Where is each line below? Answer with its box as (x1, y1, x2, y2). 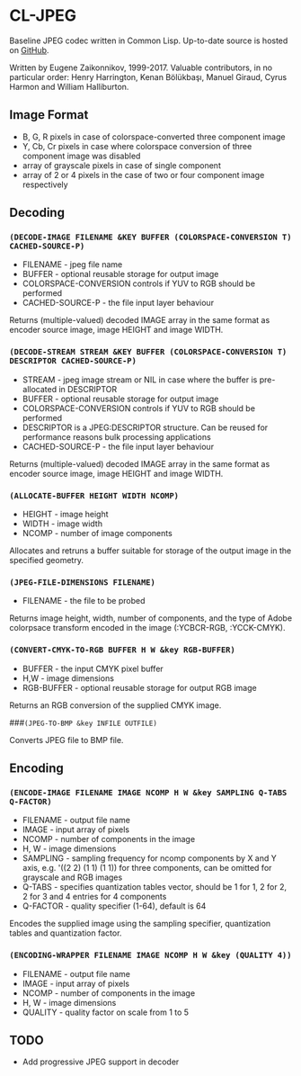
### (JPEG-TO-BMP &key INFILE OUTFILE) (9, 717, 157, 728)
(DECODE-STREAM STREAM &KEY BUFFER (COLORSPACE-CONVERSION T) (9, 347, 288, 357)
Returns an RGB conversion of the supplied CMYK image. (9, 699, 222, 711)
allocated (22, 383, 58, 394)
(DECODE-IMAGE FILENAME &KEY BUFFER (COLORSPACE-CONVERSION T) (9, 232, 292, 243)
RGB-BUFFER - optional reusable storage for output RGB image (22, 682, 258, 693)
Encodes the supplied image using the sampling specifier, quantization (9, 919, 271, 929)
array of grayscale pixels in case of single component (22, 159, 222, 171)
